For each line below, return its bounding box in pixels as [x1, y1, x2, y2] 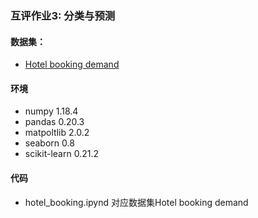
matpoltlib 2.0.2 [24, 127, 90, 139]
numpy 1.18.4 [24, 105, 79, 117]
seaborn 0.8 [24, 137, 75, 149]
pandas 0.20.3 [24, 116, 85, 128]
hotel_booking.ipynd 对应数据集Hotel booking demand [24, 196, 249, 208]
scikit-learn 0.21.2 [24, 148, 99, 160]
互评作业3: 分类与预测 [10, 8, 116, 22]
